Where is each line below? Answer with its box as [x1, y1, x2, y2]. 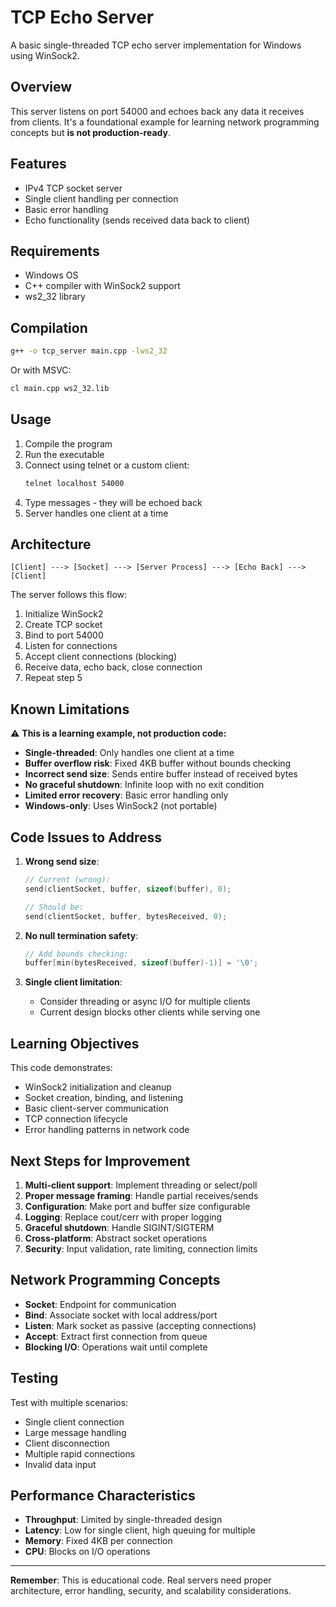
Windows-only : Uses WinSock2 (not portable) [24, 800, 218, 812]
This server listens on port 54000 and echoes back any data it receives [10, 105, 305, 117]
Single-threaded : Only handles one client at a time [24, 747, 235, 759]
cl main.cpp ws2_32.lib [10, 384, 110, 394]
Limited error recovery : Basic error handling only [24, 789, 229, 801]
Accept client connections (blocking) [24, 651, 177, 663]
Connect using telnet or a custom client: [24, 459, 190, 471]
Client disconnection [24, 1437, 110, 1449]
